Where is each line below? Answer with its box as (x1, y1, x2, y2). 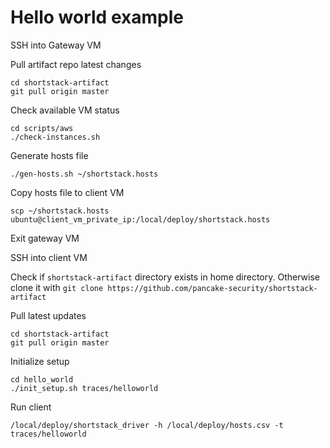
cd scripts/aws (10, 123, 74, 133)
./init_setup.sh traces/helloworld (10, 383, 159, 393)
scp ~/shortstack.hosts (10, 206, 110, 216)
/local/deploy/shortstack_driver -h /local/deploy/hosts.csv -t (10, 420, 284, 430)
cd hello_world (10, 374, 74, 385)
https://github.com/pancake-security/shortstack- (107, 283, 318, 293)
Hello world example (10, 6, 184, 29)
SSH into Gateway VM (10, 39, 102, 51)
